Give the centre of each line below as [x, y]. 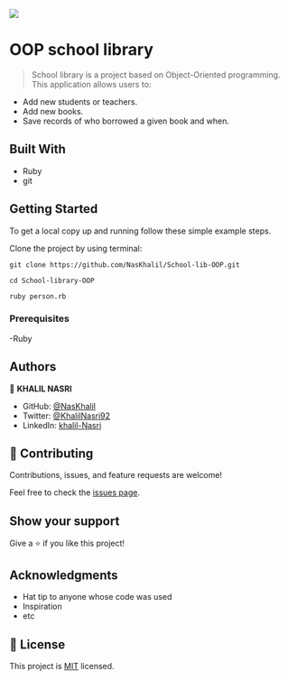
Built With [37, 149]
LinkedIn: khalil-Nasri [62, 425]
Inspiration [42, 606]
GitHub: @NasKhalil [59, 406]
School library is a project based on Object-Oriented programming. [156, 74]
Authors [33, 367]
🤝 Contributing [51, 454]
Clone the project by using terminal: [76, 248]
